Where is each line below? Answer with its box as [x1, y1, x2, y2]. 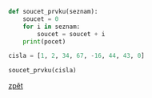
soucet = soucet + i [37, 30, 106, 38]
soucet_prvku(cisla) [8, 67, 78, 75]
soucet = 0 [22, 14, 59, 23]
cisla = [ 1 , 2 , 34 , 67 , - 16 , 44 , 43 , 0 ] [8, 52, 146, 60]
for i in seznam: [22, 22, 81, 31]
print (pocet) [22, 37, 66, 46]
